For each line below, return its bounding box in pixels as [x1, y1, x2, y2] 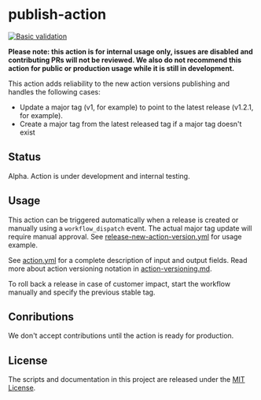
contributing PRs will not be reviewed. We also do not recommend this [8, 55, 242, 65]
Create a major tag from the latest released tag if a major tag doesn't [19, 119, 242, 128]
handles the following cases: [8, 87, 101, 96]
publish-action [8, 6, 107, 24]
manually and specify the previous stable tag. [8, 287, 156, 297]
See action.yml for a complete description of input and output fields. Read [8, 255, 248, 265]
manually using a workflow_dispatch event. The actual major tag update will [8, 223, 252, 233]
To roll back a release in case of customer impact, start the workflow [8, 279, 230, 288]
